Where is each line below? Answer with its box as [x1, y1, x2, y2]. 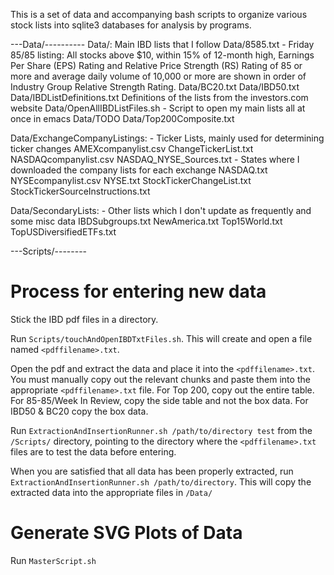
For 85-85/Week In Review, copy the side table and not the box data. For [10, 394, 309, 406]
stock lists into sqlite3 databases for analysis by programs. [10, 19, 252, 31]
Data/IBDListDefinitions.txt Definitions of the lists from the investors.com [10, 92, 309, 103]
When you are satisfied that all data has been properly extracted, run [10, 465, 294, 477]
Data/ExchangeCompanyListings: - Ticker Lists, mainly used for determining [10, 132, 325, 144]
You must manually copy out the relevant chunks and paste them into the [10, 373, 311, 385]
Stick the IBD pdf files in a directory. [10, 313, 159, 325]
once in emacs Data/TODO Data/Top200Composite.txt [10, 113, 235, 124]
